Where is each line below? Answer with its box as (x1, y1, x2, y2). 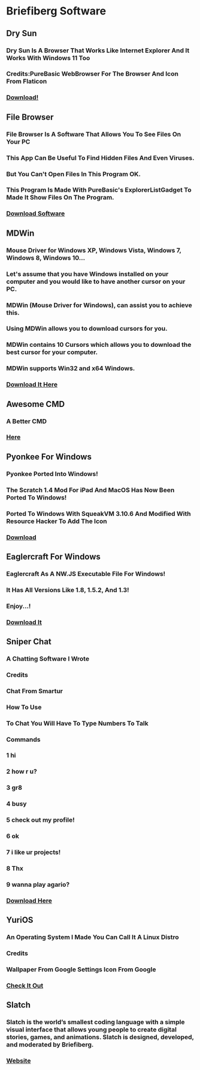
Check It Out (6, 981, 44, 989)
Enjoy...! (6, 602, 31, 610)
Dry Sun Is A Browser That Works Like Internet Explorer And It (6, 46, 190, 55)
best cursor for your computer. (6, 348, 98, 356)
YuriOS (6, 915, 34, 925)
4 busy (6, 799, 27, 808)
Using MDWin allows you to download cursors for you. (6, 325, 168, 333)
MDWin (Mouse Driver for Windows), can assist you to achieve (6, 301, 193, 309)
